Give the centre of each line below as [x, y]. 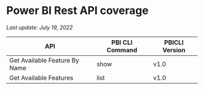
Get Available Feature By [44, 60]
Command [122, 50]
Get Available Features [42, 78]
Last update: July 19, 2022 [39, 27]
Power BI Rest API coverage [77, 11]
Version [174, 50]
